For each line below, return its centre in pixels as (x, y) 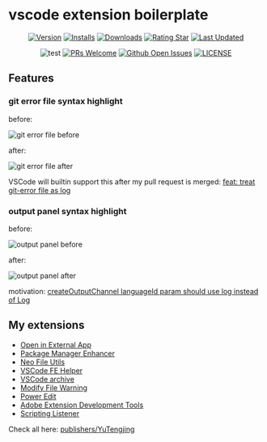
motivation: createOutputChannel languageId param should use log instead (133, 291)
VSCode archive (47, 379)
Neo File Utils (42, 362)
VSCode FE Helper (51, 370)
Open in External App (55, 344)
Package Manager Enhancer (67, 353)
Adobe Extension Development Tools (82, 405)
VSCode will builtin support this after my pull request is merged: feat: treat (132, 181)
